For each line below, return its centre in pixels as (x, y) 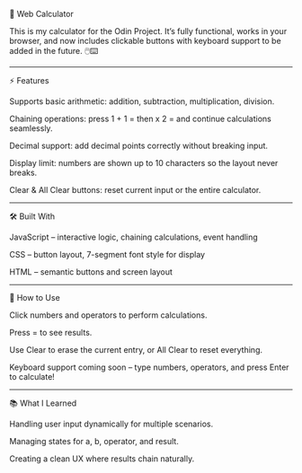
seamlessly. (31, 128)
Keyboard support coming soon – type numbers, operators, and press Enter (149, 367)
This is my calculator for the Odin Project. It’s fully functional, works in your (148, 31)
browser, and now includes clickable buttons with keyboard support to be (145, 41)
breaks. (23, 172)
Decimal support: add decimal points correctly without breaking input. (138, 145)
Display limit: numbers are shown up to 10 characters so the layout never (144, 163)
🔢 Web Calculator (41, 14)
